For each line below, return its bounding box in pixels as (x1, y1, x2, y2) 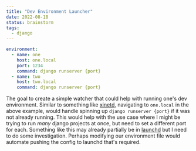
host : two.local (16, 79, 57, 85)
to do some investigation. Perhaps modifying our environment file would (6, 132, 181, 139)
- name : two (11, 74, 41, 80)
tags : (6, 25, 19, 31)
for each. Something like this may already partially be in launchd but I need (6, 126, 187, 133)
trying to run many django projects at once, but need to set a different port (6, 120, 187, 127)
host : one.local (16, 57, 57, 63)
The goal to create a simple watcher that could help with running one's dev (6, 95, 188, 102)
